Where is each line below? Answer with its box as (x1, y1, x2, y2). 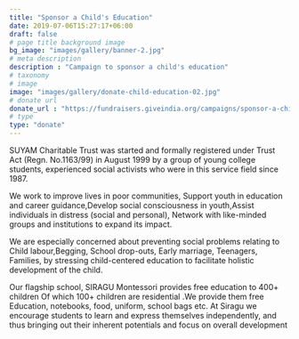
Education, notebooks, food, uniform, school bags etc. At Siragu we (9, 301, 257, 311)
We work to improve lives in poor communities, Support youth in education (9, 190, 283, 201)
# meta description (9, 54, 82, 63)
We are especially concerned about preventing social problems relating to (9, 237, 280, 246)
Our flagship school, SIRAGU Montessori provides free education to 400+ (9, 282, 279, 292)
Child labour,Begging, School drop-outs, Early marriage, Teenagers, (9, 246, 258, 256)
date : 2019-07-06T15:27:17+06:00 (9, 21, 133, 30)
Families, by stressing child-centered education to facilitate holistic (9, 255, 255, 265)
